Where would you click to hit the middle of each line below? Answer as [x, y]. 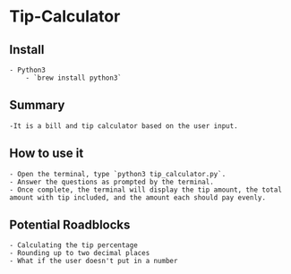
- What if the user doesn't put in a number [94, 261]
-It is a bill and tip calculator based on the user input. [124, 126]
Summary [37, 105]
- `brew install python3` [74, 78]
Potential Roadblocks [70, 225]
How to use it [47, 154]
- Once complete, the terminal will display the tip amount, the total [145, 190]
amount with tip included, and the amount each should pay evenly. [138, 197]
